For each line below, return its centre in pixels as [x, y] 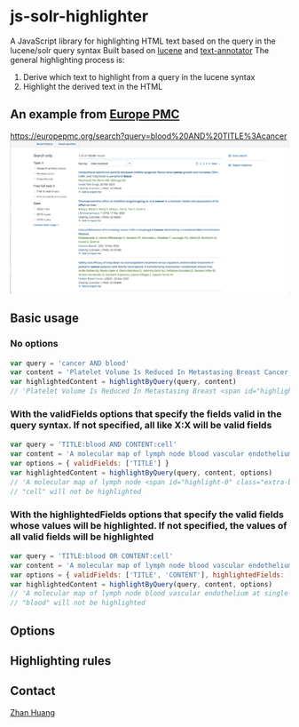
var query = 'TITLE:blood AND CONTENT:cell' [94, 445]
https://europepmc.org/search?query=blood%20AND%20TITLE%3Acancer [149, 136]
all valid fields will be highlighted [82, 537]
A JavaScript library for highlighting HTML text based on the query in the [143, 41]
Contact [33, 691]
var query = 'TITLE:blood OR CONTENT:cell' [92, 556]
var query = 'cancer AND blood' [70, 363]
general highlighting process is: [67, 60]
